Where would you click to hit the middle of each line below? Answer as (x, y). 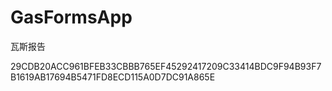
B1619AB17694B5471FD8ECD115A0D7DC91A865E (113, 77)
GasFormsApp (71, 17)
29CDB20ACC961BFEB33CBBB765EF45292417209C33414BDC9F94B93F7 (166, 66)
